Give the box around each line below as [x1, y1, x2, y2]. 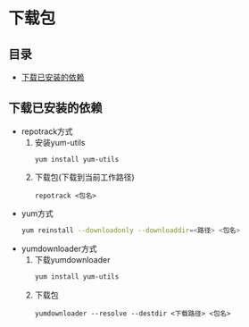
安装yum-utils [34, 137, 86, 147]
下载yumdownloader [34, 254, 111, 264]
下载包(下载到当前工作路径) [34, 172, 135, 182]
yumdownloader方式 [21, 243, 97, 254]
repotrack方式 [21, 126, 73, 137]
